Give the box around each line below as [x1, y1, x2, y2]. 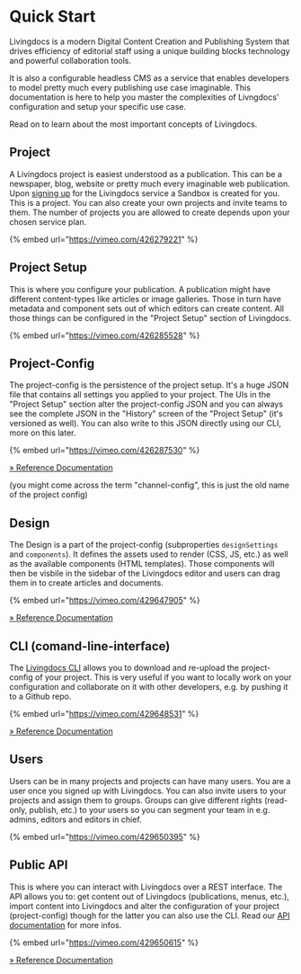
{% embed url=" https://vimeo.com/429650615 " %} [9, 937, 199, 948]
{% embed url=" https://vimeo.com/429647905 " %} [9, 595, 200, 606]
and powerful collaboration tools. [9, 55, 132, 66]
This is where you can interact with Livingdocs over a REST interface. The [9, 881, 283, 892]
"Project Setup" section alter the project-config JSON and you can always [9, 398, 284, 410]
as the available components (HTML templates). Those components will [9, 558, 276, 569]
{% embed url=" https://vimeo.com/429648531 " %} [9, 709, 199, 719]
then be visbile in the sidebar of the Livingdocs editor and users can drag [9, 568, 280, 579]
